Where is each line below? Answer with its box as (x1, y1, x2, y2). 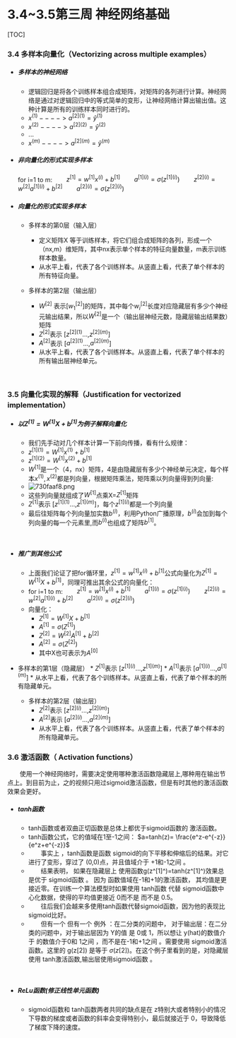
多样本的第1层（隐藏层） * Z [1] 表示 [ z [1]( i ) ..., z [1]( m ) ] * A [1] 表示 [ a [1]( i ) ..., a (17, 663, 221, 672)
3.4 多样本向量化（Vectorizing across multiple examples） (7, 49, 211, 59)
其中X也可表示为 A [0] (38, 648, 98, 657)
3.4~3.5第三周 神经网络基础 (7, 6, 170, 23)
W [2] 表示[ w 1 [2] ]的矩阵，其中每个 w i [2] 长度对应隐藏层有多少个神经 (38, 301, 228, 311)
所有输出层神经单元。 (38, 357, 101, 365)
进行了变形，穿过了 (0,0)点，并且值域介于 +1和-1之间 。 (28, 858, 189, 866)
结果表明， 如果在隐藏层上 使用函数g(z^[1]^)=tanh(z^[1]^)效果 (40, 866, 218, 876)
